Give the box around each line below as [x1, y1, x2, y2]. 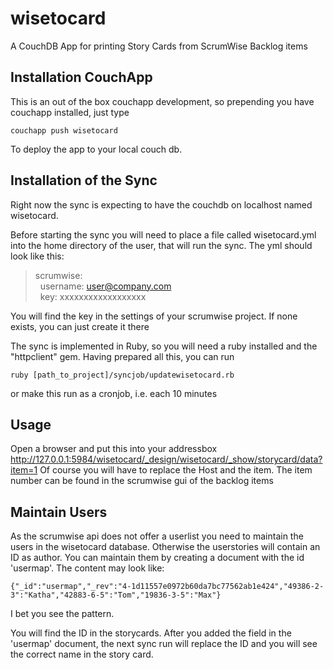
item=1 [10, 464, 38, 476]
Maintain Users [10, 503, 108, 521]
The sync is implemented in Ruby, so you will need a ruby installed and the [10, 340, 318, 352]
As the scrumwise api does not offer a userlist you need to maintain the [10, 530, 304, 542]
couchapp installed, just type [10, 106, 130, 118]
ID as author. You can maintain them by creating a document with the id [10, 552, 305, 564]
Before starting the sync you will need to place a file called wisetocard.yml [10, 228, 317, 241]
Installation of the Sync [10, 172, 158, 189]
